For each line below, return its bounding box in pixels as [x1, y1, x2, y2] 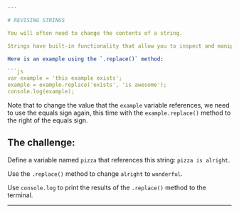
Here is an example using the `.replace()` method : [7, 55, 164, 63]
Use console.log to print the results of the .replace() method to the [7, 183, 206, 192]
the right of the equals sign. [7, 115, 88, 125]
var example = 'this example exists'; [7, 75, 122, 82]
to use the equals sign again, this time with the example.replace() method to [7, 108, 231, 117]
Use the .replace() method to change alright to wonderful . [7, 169, 183, 178]
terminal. [7, 190, 33, 199]
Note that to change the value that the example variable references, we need [7, 100, 230, 109]
